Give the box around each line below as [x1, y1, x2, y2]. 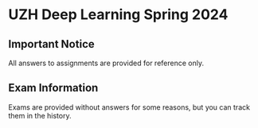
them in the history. [8, 111, 72, 120]
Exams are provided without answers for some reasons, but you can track [8, 102, 251, 112]
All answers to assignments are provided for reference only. [8, 58, 205, 68]
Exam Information [8, 81, 99, 95]
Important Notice [8, 37, 95, 51]
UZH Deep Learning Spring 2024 [8, 6, 229, 24]
